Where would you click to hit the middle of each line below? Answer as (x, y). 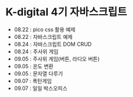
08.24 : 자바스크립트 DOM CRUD (53, 44)
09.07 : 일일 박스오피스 (41, 88)
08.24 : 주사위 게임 (36, 51)
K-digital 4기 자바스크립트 (66, 12)
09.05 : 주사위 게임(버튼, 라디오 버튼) (57, 59)
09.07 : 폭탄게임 (33, 81)
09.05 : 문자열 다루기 (38, 73)
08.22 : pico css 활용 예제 (45, 29)
